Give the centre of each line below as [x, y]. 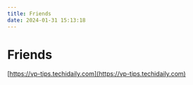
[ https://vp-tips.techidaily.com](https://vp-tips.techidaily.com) [97, 74]
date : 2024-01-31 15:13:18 [47, 20]
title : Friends [29, 14]
